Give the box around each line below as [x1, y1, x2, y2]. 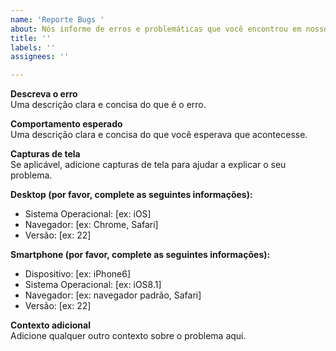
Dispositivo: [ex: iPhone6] [24, 268, 131, 280]
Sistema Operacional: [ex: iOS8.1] [24, 279, 162, 291]
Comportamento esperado [10, 118, 123, 130]
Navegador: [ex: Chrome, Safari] [24, 219, 159, 231]
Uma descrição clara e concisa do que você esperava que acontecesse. [10, 129, 308, 141]
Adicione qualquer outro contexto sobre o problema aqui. [10, 330, 247, 342]
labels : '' [10, 42, 56, 53]
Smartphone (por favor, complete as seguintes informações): [10, 249, 271, 261]
